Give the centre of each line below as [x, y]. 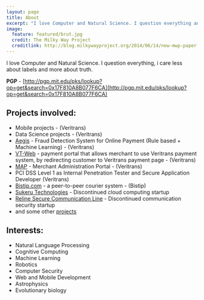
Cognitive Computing [42, 252]
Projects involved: [41, 113]
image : [15, 29]
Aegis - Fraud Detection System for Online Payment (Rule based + [98, 141]
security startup [35, 205]
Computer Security [39, 271]
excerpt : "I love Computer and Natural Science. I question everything [99, 23]
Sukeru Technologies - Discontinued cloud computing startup [92, 192]
